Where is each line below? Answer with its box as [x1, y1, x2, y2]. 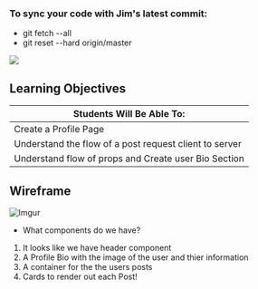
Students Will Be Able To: [72, 108, 186, 120]
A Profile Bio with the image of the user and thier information [22, 252, 249, 263]
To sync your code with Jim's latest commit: [9, 7, 208, 20]
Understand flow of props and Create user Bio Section [14, 152, 244, 165]
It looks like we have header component [22, 242, 172, 253]
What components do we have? [22, 225, 141, 236]
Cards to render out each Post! [22, 271, 138, 282]
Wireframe [9, 183, 72, 198]
